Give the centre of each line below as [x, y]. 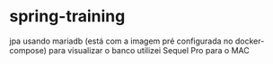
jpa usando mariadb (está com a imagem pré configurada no [121, 41]
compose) [28, 50]
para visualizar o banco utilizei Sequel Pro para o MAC [149, 50]
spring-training [67, 16]
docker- [250, 41]
